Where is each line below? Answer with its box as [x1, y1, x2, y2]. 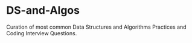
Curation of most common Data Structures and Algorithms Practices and [6, 23, 187, 30]
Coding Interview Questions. [6, 29, 77, 36]
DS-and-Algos [6, 4, 80, 17]
